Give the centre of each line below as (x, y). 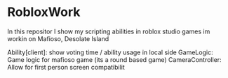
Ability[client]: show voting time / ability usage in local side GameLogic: (110, 52)
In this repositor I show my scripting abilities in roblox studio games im (109, 31)
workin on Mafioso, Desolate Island (58, 38)
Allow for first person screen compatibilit (66, 67)
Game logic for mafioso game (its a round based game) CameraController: (115, 59)
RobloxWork (44, 12)
